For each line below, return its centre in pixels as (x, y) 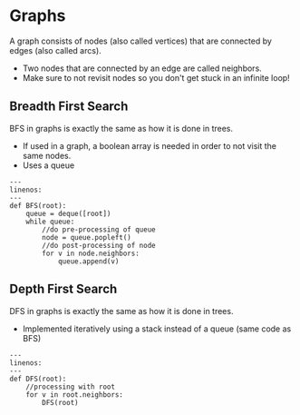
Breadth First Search (69, 107)
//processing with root (71, 387)
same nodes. (47, 155)
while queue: (50, 222)
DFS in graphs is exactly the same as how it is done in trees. (121, 311)
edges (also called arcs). (55, 50)
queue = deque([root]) (68, 213)
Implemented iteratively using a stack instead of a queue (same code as (157, 329)
